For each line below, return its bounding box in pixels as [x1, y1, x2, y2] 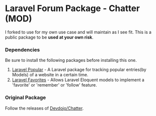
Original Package [5, 94, 46, 101]
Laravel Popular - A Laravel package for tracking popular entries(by [12, 67, 146, 72]
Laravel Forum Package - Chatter [5, 3, 140, 14]
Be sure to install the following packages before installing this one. [5, 58, 137, 63]
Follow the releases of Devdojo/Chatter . [5, 105, 84, 111]
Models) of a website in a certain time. [12, 72, 88, 78]
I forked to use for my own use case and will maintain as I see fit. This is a [5, 29, 152, 35]
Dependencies [5, 46, 40, 53]
